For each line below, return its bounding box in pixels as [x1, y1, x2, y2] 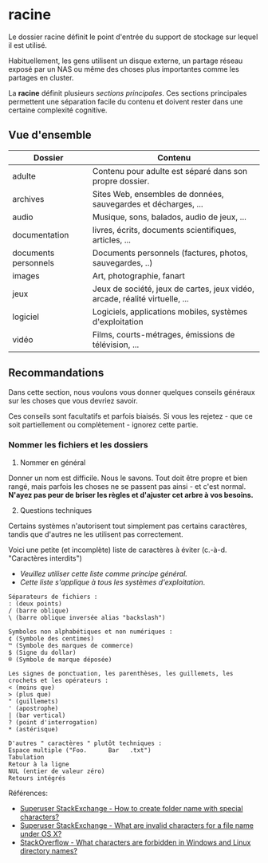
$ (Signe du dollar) [8, 648, 77, 656]
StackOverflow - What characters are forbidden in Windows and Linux [19, 837, 251, 847]
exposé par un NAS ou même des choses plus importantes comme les [8, 64, 239, 73]
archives [12, 193, 45, 204]
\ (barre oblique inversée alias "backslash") [8, 613, 166, 621]
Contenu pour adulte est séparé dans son [92, 165, 248, 176]
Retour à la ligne [8, 760, 69, 768]
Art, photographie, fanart [92, 270, 185, 281]
